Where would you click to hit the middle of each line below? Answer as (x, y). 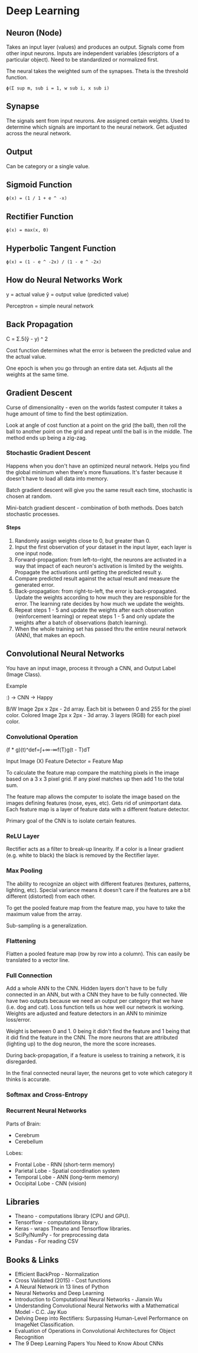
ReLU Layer (23, 836)
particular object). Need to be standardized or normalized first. (82, 60)
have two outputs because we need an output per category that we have (95, 1001)
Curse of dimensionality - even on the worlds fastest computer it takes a (94, 407)
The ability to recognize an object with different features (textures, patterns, (98, 884)
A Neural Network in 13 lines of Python (62, 1287)
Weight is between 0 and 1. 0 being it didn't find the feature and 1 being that (98, 1031)
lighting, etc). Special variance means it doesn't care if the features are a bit (98, 890)
